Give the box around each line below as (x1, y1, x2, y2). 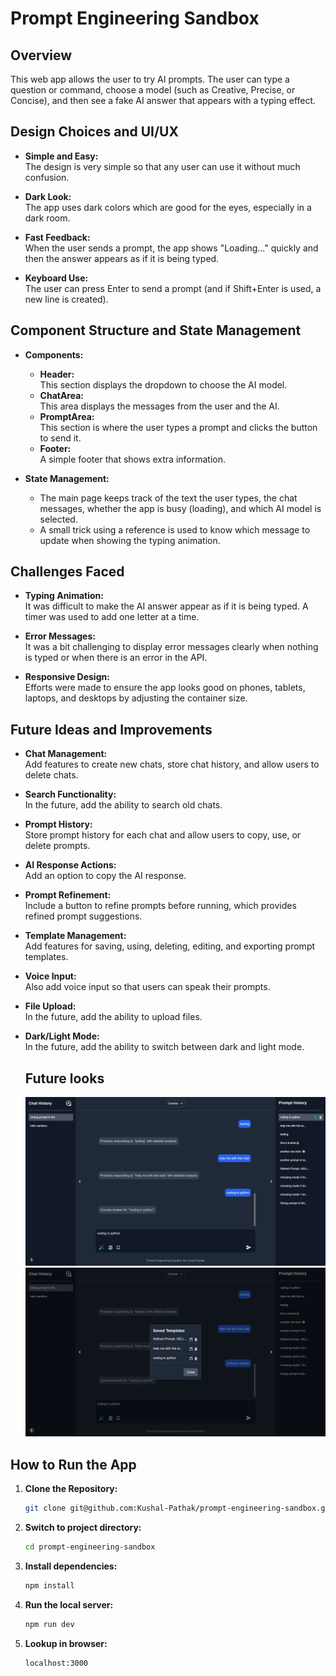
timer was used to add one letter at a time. (24, 611, 200, 623)
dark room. (24, 212, 71, 224)
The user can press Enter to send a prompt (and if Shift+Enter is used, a (24, 282, 322, 294)
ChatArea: (39, 389, 85, 401)
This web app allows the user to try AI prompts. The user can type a (10, 73, 290, 85)
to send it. (39, 432, 82, 444)
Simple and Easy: (24, 150, 99, 162)
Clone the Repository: (24, 1483, 118, 1495)
